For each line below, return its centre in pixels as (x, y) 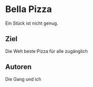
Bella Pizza (29, 9)
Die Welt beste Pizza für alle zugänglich (46, 51)
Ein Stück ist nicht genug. (32, 23)
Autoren (18, 67)
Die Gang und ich (23, 79)
